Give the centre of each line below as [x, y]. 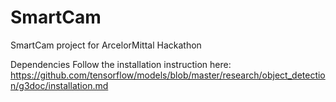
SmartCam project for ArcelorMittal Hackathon [106, 45]
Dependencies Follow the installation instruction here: [121, 64]
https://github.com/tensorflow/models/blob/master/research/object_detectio [168, 75]
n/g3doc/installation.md [59, 85]
